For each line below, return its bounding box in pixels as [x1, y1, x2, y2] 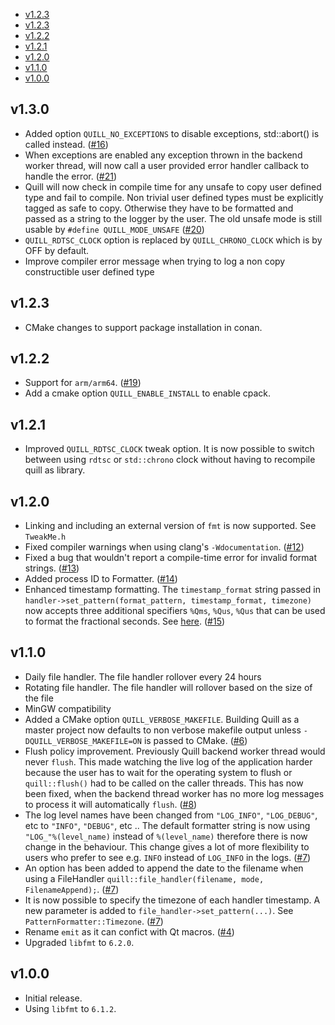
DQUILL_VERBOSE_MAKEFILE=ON [24, 736, 142, 746]
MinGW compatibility [24, 702, 112, 714]
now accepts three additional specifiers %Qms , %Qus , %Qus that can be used [24, 605, 326, 617]
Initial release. [24, 992, 83, 1004]
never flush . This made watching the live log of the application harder [24, 755, 313, 768]
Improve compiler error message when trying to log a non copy [24, 255, 286, 267]
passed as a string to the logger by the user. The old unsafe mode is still [24, 212, 323, 224]
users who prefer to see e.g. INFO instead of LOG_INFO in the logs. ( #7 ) [24, 851, 312, 863]
